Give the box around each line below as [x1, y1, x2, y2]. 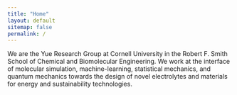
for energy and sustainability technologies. [7, 79, 133, 89]
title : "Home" [7, 10, 50, 18]
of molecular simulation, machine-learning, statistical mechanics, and [7, 65, 211, 73]
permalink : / [7, 30, 46, 38]
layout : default [7, 17, 56, 24]
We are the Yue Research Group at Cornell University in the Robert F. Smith [7, 50, 228, 58]
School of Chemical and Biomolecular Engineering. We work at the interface [7, 57, 230, 66]
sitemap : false [7, 23, 53, 30]
